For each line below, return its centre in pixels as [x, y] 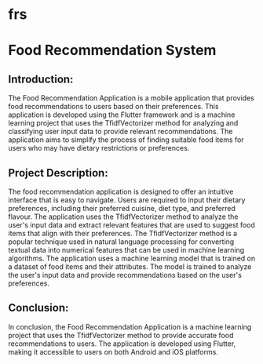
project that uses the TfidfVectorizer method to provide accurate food [121, 335]
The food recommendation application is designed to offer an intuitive [121, 191]
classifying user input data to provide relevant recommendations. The [121, 132]
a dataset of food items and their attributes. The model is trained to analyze [130, 267]
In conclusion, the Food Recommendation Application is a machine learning [130, 326]
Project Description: [58, 173]
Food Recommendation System [112, 51]
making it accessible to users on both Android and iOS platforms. [113, 351]
